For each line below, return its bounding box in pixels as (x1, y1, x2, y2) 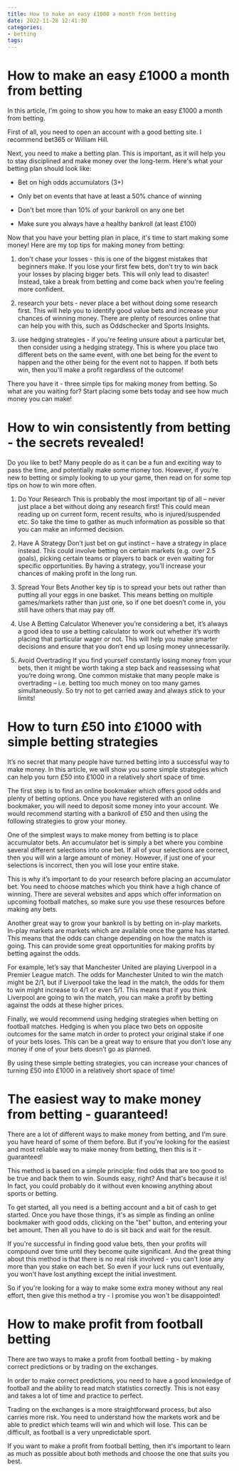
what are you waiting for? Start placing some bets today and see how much (7, 387, 229, 396)
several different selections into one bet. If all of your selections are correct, (7, 845, 230, 854)
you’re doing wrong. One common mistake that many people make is (17, 671, 220, 679)
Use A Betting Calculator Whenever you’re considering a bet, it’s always (17, 619, 228, 628)
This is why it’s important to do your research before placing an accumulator (7, 874, 231, 883)
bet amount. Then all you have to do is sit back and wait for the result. (7, 1225, 212, 1234)
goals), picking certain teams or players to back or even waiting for (17, 554, 215, 562)
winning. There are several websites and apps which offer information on (7, 889, 222, 898)
